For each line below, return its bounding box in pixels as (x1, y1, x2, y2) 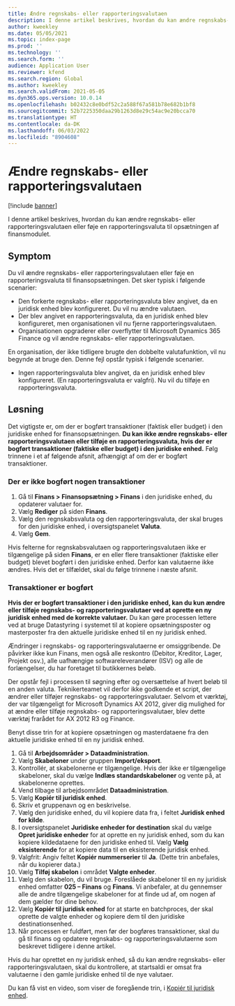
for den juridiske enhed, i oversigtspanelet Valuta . (17, 522, 162, 531)
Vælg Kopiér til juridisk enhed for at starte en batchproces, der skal (17, 905, 213, 913)
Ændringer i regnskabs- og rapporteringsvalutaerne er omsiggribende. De (8, 642, 221, 650)
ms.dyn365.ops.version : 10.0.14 (8, 95, 102, 102)
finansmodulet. (8, 230, 52, 238)
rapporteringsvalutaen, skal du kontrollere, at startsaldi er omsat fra (8, 963, 202, 971)
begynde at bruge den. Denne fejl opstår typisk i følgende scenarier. (8, 355, 204, 363)
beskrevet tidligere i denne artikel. (17, 942, 116, 950)
